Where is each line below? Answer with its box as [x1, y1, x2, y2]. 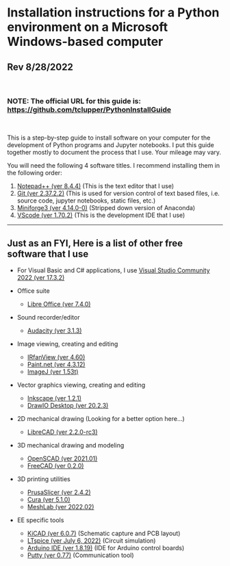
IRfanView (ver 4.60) [27, 353, 86, 361]
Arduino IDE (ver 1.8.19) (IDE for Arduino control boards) [27, 544, 185, 552]
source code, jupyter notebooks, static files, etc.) [16, 196, 156, 205]
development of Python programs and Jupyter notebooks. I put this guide [7, 141, 214, 149]
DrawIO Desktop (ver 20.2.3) [27, 402, 109, 410]
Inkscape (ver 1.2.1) [27, 394, 82, 402]
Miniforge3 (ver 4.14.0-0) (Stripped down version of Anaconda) [16, 204, 196, 212]
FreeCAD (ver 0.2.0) [27, 462, 84, 470]
